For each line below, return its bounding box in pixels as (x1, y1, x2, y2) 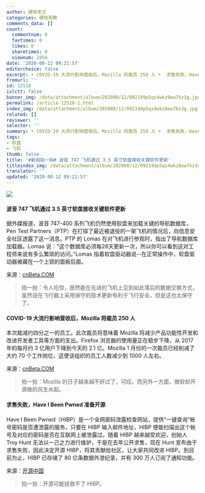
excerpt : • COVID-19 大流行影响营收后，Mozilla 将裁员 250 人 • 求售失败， (6, 72, 189, 78)
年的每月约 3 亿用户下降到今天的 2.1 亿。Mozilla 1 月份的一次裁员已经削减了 (6, 344, 195, 352)
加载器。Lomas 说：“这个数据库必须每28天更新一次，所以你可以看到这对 (6, 243, 189, 250)
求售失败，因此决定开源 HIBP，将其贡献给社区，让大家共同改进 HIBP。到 (6, 446, 189, 453)
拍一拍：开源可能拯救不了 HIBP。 (21, 480, 105, 487)
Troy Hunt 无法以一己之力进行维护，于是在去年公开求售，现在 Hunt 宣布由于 (6, 439, 198, 446)
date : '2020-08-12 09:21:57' (6, 60, 81, 66)
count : (6, 26, 23, 32)
